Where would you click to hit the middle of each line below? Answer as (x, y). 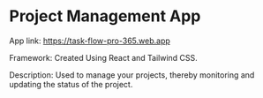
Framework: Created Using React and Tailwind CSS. (104, 57)
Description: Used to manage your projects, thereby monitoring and (132, 75)
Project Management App (105, 16)
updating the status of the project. (71, 84)
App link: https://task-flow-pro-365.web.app (90, 41)
